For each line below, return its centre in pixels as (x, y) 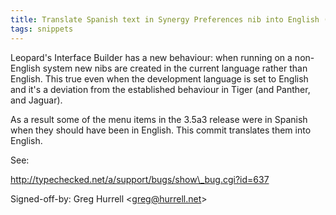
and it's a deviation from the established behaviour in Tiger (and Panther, (160, 89)
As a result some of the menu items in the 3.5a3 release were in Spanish (159, 119)
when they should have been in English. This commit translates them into (161, 130)
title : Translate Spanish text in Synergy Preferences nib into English (165, 19)
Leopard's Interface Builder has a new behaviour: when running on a (151, 57)
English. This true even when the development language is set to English (159, 78)
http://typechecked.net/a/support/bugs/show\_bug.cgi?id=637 (140, 179)
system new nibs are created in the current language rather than (175, 68)
